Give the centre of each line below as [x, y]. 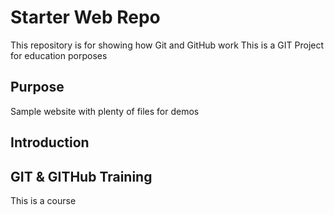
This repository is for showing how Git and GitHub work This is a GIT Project [167, 45]
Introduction [50, 142]
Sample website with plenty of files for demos [105, 111]
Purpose [37, 87]
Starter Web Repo [85, 17]
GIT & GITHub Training [81, 176]
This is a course [43, 200]
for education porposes [59, 55]
